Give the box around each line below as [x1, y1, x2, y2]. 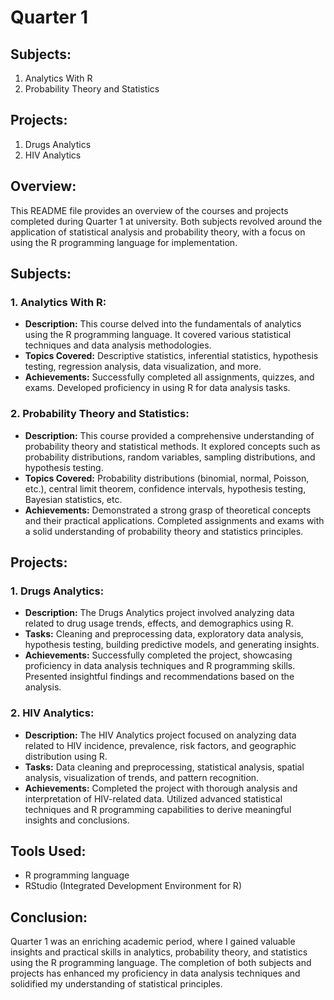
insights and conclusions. [24, 814, 130, 826]
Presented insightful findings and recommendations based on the [24, 671, 295, 683]
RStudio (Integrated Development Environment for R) [24, 880, 242, 892]
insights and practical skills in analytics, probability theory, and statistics [10, 946, 308, 958]
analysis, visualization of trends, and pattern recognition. [24, 771, 260, 783]
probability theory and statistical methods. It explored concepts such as [24, 440, 321, 452]
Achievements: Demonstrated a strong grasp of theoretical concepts [24, 504, 312, 516]
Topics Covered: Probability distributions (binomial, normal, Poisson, [24, 472, 310, 484]
